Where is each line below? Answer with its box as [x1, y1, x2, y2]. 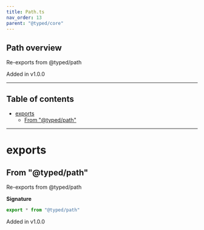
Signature [6, 195, 32, 202]
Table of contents [6, 93, 74, 104]
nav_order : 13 [6, 15, 42, 21]
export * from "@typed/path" [6, 207, 80, 213]
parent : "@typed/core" [6, 20, 64, 26]
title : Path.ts [6, 8, 45, 15]
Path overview [6, 42, 62, 53]
